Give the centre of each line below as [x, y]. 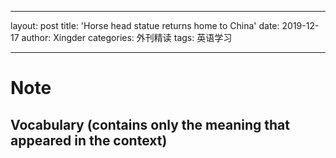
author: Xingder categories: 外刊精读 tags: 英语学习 [127, 37]
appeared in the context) [89, 140]
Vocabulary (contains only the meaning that [150, 124]
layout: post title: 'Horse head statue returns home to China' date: [145, 25]
